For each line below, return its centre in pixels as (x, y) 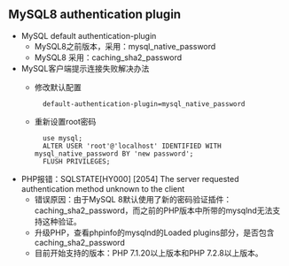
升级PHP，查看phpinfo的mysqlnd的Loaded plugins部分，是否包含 (154, 232)
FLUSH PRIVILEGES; (76, 161)
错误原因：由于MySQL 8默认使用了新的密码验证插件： (133, 199)
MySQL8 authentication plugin (95, 15)
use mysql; (62, 138)
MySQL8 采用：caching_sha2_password (108, 57)
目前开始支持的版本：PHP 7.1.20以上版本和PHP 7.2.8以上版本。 (148, 253)
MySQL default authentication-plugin (89, 35)
